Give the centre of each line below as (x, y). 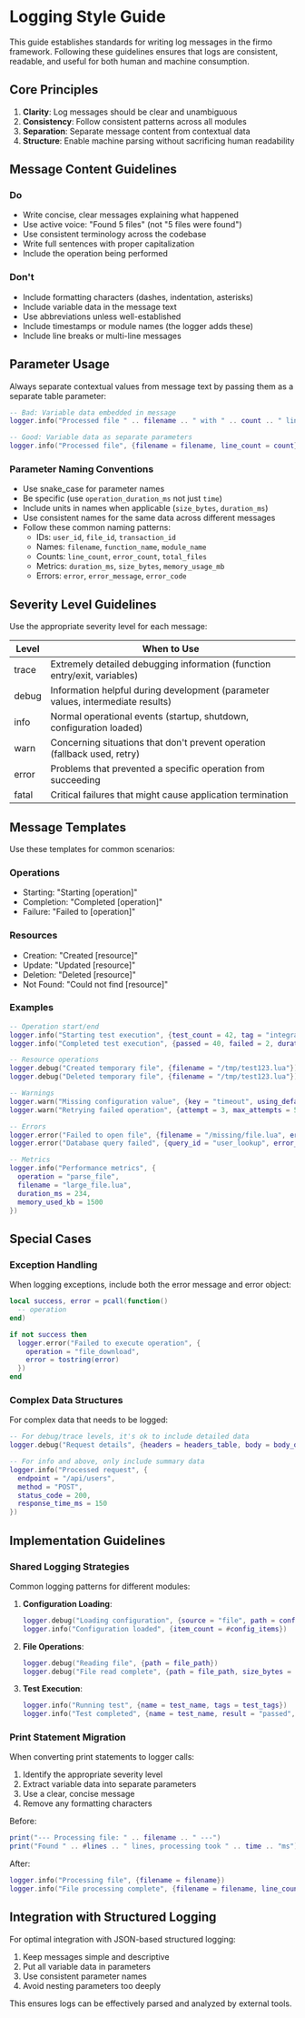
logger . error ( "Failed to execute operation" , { (109, 1343)
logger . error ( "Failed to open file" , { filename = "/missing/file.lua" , (148, 1135)
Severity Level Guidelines (83, 604)
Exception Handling (54, 1264)
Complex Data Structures (66, 1400)
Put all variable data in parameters (87, 1966)
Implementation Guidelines (88, 1540)
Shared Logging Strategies (69, 1566)
